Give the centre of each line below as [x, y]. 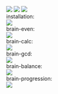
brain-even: [20, 29]
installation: [20, 16]
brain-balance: [25, 66]
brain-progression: [29, 79]
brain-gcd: [19, 54]
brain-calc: [20, 41]
